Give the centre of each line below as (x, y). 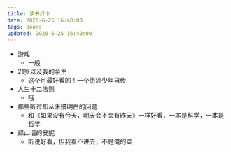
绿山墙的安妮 (36, 133)
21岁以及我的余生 (42, 71)
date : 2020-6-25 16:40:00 (45, 20)
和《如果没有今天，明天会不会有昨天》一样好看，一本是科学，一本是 (126, 116)
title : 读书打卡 (29, 14)
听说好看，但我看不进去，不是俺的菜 (80, 141)
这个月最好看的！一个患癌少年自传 (77, 81)
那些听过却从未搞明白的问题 (57, 106)
